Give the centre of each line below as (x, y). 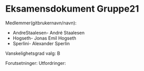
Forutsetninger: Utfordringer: (36, 63)
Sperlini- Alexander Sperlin (41, 43)
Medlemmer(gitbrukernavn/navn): (41, 23)
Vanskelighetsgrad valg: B (33, 53)
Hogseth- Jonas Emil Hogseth (45, 38)
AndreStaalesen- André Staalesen (48, 32)
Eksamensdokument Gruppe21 (72, 9)
